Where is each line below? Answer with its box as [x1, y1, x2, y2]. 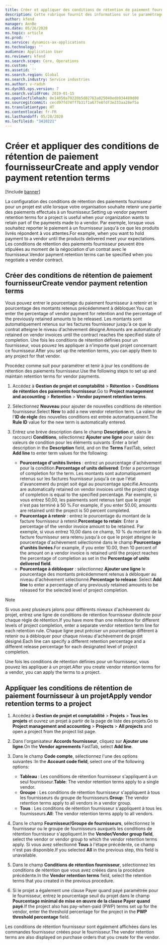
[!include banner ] [5, 188, 41, 195]
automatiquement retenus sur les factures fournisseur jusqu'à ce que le [5, 321, 152, 327]
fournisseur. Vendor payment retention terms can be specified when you [5, 251, 153, 257]
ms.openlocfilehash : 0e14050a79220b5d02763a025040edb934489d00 [5, 95, 139, 100]
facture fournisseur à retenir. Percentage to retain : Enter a [19, 518, 138, 524]
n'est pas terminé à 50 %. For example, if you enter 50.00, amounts [19, 502, 157, 508]
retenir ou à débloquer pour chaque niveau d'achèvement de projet [5, 633, 143, 639]
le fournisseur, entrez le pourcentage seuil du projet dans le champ [12, 893, 150, 899]
